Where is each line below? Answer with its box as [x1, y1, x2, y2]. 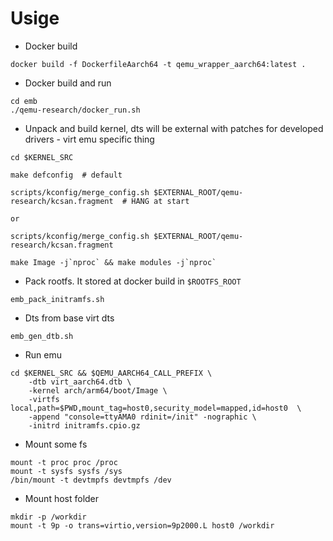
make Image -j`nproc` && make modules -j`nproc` [10, 257, 217, 267]
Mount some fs [24, 438, 88, 450]
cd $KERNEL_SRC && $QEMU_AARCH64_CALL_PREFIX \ [10, 368, 213, 378]
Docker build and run [24, 77, 112, 89]
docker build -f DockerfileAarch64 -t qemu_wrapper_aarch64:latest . [10, 59, 307, 69]
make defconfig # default [10, 170, 123, 180]
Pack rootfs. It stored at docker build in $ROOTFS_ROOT [24, 275, 242, 287]
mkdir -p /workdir [10, 512, 87, 522]
